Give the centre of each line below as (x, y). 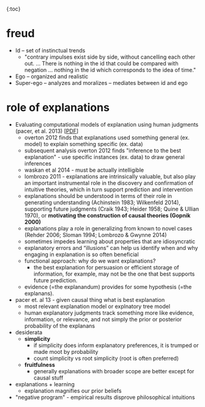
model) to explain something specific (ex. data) (84, 144)
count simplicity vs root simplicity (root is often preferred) (106, 358)
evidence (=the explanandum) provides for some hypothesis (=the (108, 287)
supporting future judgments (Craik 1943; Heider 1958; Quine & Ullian (112, 209)
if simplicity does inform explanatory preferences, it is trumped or (116, 345)
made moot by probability (66, 351)
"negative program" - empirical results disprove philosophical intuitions (105, 397)
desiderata (29, 332)
